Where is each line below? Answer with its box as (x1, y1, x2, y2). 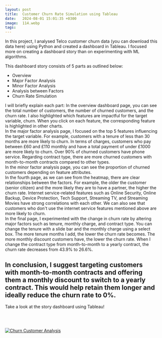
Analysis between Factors (12, 88, 64, 94)
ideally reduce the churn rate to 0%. (5, 291, 116, 299)
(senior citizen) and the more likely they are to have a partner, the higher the (5, 185, 157, 191)
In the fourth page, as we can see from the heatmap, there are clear (5, 175, 140, 181)
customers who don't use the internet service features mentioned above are (5, 205, 157, 211)
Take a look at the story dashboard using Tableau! (5, 304, 105, 309)
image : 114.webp (5, 20, 40, 26)
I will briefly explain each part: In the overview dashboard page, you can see (5, 103, 157, 108)
